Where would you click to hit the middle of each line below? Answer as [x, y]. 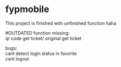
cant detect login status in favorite [41, 53]
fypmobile [27, 9]
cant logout [17, 58]
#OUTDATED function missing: [37, 33]
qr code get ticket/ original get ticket [43, 38]
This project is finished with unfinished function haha [61, 23]
